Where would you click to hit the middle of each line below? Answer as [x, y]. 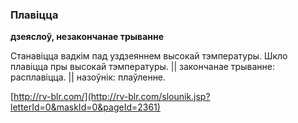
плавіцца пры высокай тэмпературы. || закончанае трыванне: [142, 67]
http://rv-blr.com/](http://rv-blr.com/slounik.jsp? [112, 97]
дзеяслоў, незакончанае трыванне [87, 37]
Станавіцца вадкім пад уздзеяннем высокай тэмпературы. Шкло [149, 56]
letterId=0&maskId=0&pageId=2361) [85, 107]
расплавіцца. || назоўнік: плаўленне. [88, 77]
